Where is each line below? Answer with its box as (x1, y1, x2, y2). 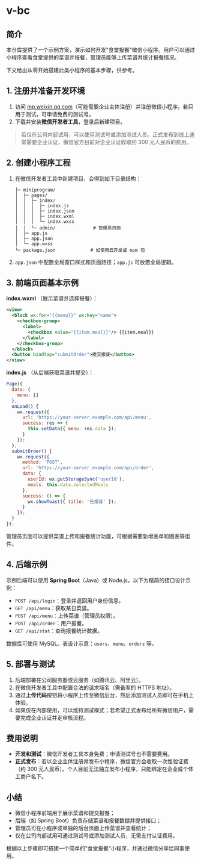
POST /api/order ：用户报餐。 (14, 619, 88, 626)
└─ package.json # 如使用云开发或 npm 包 (14, 247, 145, 253)
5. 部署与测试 (6, 659, 55, 669)
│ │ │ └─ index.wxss (14, 218, 75, 225)
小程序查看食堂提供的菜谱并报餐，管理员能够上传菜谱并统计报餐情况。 (6, 54, 180, 61)
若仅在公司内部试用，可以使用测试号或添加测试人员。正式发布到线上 (20, 131, 190, 138)
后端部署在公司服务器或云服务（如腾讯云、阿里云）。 (14, 676, 144, 684)
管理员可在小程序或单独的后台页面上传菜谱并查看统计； (14, 825, 152, 832)
